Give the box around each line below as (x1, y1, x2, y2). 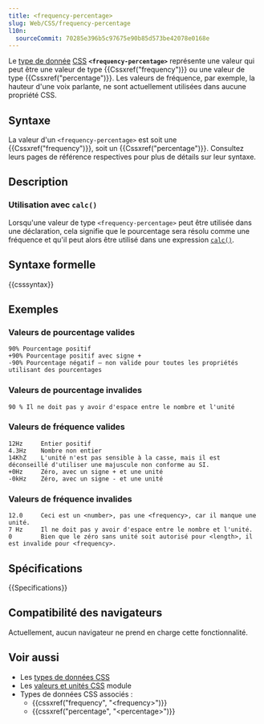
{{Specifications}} (8, 583, 68, 592)
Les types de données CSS (19, 672, 111, 681)
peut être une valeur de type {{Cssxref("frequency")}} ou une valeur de (8, 65, 245, 75)
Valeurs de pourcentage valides (8, 326, 135, 337)
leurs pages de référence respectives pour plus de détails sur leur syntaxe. (8, 152, 257, 162)
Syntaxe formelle (8, 258, 96, 272)
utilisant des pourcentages (8, 366, 103, 374)
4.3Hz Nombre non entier (8, 447, 103, 455)
